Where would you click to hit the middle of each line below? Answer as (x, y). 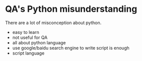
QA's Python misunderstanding (71, 9)
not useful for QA (30, 37)
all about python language (39, 42)
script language (28, 53)
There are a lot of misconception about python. (53, 23)
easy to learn (26, 32)
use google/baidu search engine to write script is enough (71, 48)
